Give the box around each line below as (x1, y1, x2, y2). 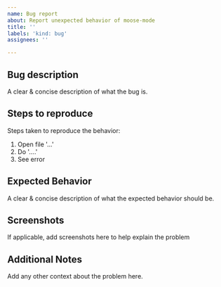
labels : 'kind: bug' (7, 30, 68, 37)
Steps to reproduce (7, 108, 93, 120)
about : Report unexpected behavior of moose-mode (7, 17, 156, 24)
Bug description (7, 68, 79, 81)
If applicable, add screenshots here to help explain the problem (7, 233, 190, 241)
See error (17, 155, 46, 163)
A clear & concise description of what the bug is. (7, 87, 148, 96)
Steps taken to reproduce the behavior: (7, 126, 121, 134)
